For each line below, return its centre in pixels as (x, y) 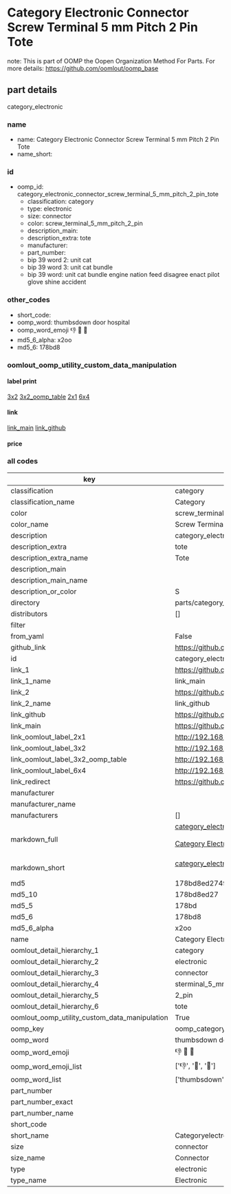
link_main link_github (37, 428)
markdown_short (38, 868)
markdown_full (34, 839)
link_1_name (31, 681)
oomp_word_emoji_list (46, 1067)
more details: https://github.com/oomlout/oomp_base (83, 68)
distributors (29, 614)
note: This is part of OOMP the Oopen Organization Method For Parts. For (111, 61)
